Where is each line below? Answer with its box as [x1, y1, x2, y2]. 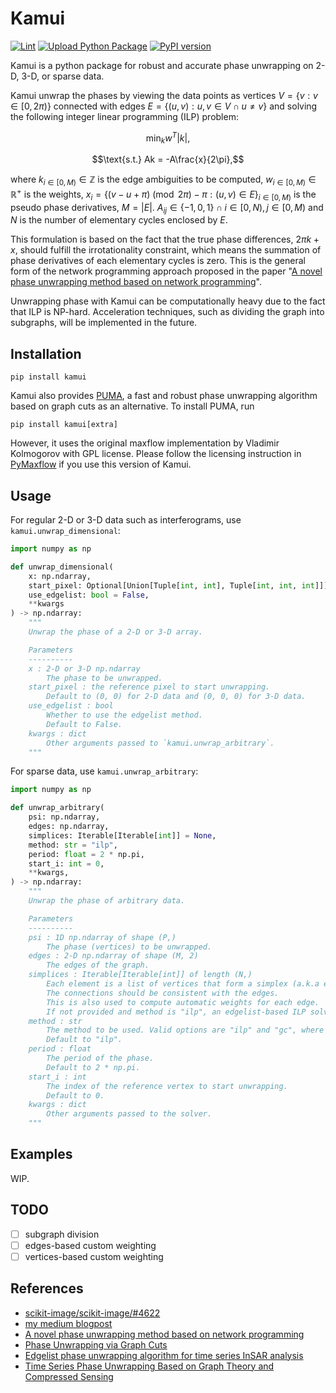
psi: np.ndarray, [28, 812, 101, 822]
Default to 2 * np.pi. [46, 1062, 141, 1072]
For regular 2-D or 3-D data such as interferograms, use [10, 514, 242, 526]
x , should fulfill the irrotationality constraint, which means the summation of [10, 244, 322, 256]
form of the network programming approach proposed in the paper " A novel [10, 265, 323, 277]
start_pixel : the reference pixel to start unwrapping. [28, 682, 271, 692]
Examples [10, 1146, 73, 1163]
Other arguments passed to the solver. [46, 1109, 213, 1119]
